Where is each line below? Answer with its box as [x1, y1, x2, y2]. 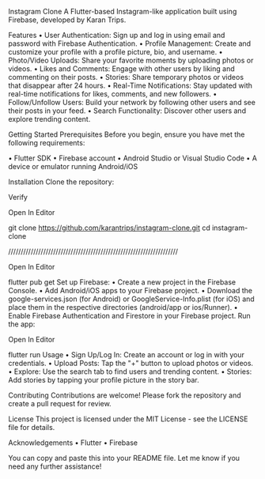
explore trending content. [8, 115, 91, 123]
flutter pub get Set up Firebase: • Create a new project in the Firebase [8, 277, 237, 287]
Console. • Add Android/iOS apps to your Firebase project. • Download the [8, 286, 253, 295]
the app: [8, 319, 36, 329]
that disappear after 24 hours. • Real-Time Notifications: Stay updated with [8, 81, 253, 90]
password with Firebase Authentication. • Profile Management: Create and [8, 39, 252, 48]
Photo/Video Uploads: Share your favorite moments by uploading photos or [8, 55, 254, 65]
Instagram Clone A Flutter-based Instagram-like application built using [8, 7, 237, 16]
